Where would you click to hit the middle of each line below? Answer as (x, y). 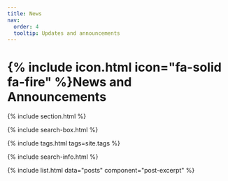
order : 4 (26, 26)
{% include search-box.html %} (53, 130)
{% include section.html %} (47, 116)
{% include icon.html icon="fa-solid (114, 68)
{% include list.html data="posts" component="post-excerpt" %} (101, 171)
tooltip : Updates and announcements (67, 33)
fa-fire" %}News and (70, 82)
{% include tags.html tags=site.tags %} (64, 143)
